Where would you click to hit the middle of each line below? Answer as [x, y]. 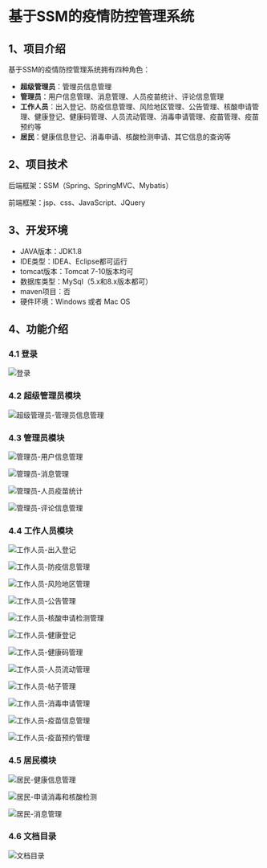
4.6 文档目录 [32, 837]
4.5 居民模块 [32, 760]
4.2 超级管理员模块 [45, 396]
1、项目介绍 [37, 49]
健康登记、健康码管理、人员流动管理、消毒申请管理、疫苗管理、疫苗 [146, 117]
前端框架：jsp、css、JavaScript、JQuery [77, 203]
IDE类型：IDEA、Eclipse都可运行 [74, 261]
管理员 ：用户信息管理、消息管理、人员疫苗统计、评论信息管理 [122, 96]
